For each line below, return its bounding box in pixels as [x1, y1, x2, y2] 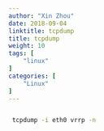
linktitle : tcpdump [8, 27, 75, 35]
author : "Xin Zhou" [8, 11, 75, 20]
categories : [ [8, 72, 57, 80]
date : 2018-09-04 [8, 19, 67, 27]
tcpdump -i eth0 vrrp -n [11, 116, 96, 125]
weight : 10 [8, 42, 45, 50]
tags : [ [8, 49, 35, 57]
